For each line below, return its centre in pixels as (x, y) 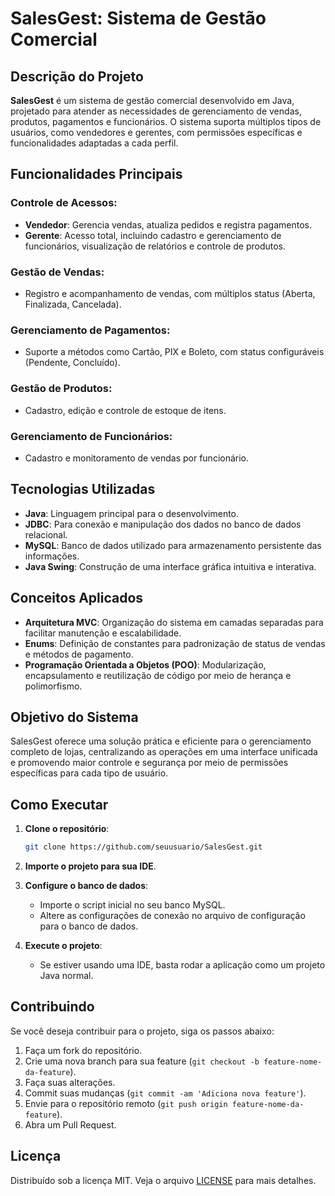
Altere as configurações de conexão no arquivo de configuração (172, 915)
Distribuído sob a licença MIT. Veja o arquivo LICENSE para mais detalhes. (163, 1180)
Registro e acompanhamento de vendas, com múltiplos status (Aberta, (170, 293)
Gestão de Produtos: (61, 389)
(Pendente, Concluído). (72, 363)
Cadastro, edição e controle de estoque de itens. (125, 410)
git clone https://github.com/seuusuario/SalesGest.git (143, 847)
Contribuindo (52, 1007)
